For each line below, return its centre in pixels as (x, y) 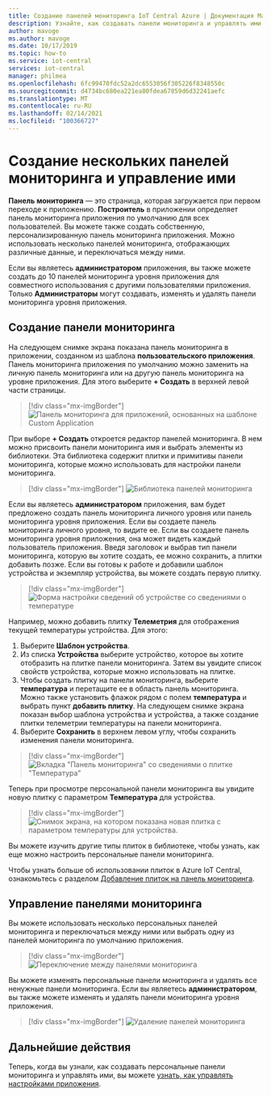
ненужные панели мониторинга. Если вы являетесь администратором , (133, 989)
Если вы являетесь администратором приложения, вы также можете (130, 268)
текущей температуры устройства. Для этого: (88, 630)
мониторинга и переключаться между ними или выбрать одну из (121, 932)
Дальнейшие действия (70, 1047)
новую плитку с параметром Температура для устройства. (112, 797)
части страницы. (37, 390)
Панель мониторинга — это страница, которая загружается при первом (134, 200)
